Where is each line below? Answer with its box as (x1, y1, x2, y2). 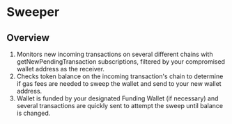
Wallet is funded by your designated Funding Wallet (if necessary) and (16, 94, 219, 103)
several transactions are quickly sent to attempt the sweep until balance (16, 102, 224, 109)
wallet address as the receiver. (16, 65, 105, 73)
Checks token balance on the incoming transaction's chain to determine (16, 72, 224, 80)
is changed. (16, 109, 51, 117)
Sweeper (6, 4, 60, 20)
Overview (6, 32, 50, 44)
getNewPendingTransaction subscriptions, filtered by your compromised (16, 57, 226, 66)
